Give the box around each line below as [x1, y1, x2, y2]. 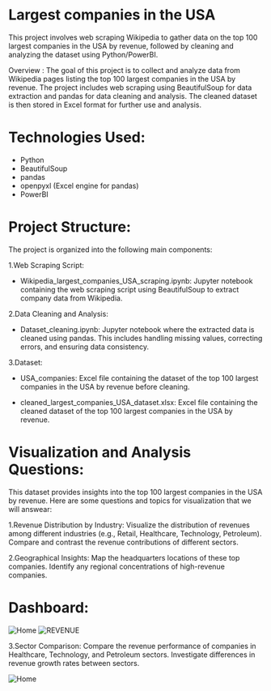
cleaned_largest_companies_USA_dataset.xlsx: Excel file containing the [19, 397, 258, 407]
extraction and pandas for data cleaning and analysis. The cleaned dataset [8, 91, 257, 100]
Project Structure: [8, 218, 131, 237]
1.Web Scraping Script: [8, 260, 85, 270]
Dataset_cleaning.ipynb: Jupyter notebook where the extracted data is [19, 324, 255, 334]
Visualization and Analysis [8, 443, 192, 461]
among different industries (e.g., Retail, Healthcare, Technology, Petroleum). [8, 528, 262, 538]
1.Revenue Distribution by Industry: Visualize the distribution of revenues [8, 520, 251, 530]
